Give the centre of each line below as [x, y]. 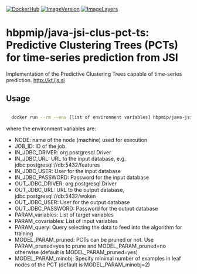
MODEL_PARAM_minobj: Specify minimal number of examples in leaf [98, 258]
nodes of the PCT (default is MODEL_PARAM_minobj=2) [82, 265]
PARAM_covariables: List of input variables [66, 221]
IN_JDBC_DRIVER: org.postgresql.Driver [63, 152]
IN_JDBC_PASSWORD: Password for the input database [82, 177]
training [24, 233]
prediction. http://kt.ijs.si [35, 80]
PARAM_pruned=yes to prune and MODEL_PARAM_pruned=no [90, 246]
